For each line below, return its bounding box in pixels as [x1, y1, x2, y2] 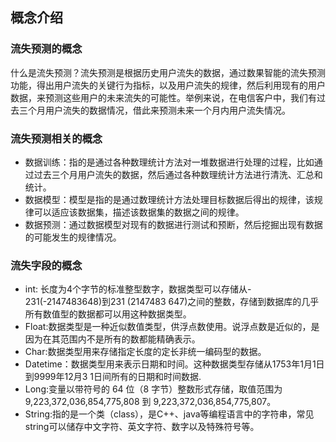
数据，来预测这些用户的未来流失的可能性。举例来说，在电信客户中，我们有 [10, 91, 317, 103]
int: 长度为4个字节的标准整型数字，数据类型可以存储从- [24, 283, 252, 295]
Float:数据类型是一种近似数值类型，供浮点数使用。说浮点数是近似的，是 [24, 321, 320, 333]
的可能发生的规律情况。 [24, 231, 122, 243]
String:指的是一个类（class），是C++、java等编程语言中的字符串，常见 [24, 408, 315, 420]
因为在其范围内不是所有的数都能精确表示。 [24, 333, 201, 345]
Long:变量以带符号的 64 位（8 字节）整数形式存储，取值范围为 [24, 383, 283, 395]
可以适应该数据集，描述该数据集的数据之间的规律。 [33, 206, 245, 218]
